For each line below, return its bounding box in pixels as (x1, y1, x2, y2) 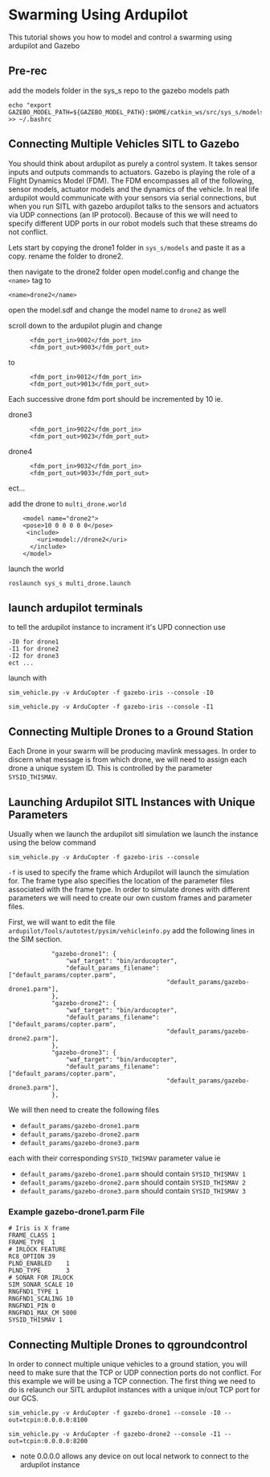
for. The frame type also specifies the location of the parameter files (8, 876, 235, 885)
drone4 (8, 446, 33, 456)
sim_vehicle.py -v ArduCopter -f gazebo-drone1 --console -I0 (8, 1409, 221, 1417)
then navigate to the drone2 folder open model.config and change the (8, 267, 239, 276)
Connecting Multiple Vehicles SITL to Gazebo (8, 137, 239, 151)
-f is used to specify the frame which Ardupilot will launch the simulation (8, 867, 250, 877)
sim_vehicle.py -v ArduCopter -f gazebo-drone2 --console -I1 (8, 1430, 221, 1438)
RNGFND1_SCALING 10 (8, 1295, 74, 1303)
